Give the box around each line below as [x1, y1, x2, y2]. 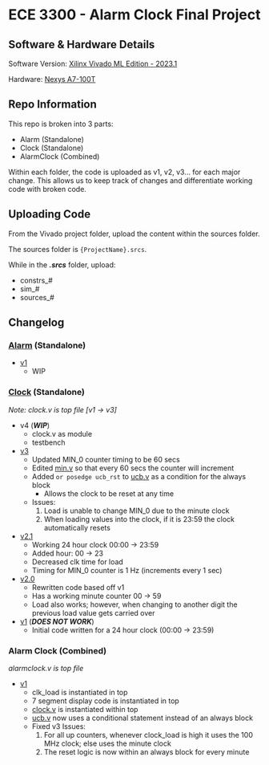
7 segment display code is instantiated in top [31, 696, 180, 706]
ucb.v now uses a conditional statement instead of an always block [31, 713, 254, 722]
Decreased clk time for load [31, 556, 124, 567]
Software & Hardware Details [8, 38, 155, 51]
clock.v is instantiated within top [31, 704, 139, 714]
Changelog [8, 315, 65, 330]
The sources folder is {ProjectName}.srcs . [8, 244, 147, 254]
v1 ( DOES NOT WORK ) [19, 616, 94, 626]
